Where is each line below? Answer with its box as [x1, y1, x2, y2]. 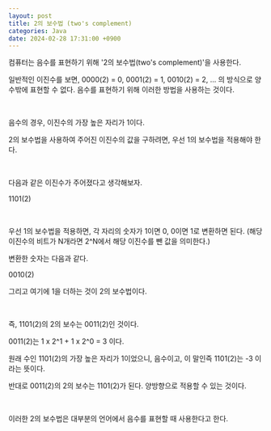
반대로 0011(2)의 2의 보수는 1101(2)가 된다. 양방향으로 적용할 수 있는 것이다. [8, 381, 247, 391]
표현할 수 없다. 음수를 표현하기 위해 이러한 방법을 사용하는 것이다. [29, 85, 235, 95]
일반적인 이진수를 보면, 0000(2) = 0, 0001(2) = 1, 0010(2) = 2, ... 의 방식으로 [8, 74, 253, 85]
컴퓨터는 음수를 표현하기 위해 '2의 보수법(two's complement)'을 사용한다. [8, 57, 241, 67]
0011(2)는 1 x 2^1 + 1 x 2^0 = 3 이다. [8, 336, 125, 346]
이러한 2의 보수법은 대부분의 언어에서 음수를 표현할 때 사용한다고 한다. [8, 414, 229, 424]
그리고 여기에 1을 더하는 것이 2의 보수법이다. [8, 286, 147, 296]
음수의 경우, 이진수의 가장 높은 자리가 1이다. [8, 118, 146, 128]
